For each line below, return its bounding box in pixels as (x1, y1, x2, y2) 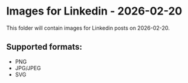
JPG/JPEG (15, 64, 41, 71)
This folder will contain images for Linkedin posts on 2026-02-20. (6, 24, 170, 32)
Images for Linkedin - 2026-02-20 (6, 4, 183, 18)
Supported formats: (6, 42, 83, 52)
